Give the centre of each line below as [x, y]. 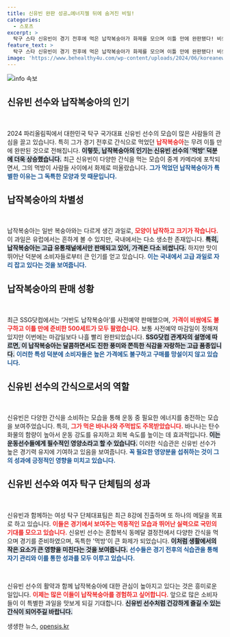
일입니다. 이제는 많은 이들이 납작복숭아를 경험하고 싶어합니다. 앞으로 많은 [103, 594]
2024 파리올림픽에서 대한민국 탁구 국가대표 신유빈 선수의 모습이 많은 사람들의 [111, 133]
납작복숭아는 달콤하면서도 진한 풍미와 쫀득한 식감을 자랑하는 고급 [113, 346]
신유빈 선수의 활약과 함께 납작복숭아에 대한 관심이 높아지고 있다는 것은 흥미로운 [112, 586]
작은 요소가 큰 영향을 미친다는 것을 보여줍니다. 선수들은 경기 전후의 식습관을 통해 [113, 549]
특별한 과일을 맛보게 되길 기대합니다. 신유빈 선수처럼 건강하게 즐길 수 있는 [124, 603]
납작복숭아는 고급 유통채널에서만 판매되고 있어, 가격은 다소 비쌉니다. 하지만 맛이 [112, 248]
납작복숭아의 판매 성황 [51, 289]
